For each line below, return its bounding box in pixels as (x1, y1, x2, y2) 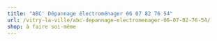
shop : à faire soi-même (7, 23, 77, 30)
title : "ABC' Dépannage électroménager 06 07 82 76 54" (7, 10, 173, 17)
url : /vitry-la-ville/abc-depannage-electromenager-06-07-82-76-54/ (7, 17, 211, 24)
